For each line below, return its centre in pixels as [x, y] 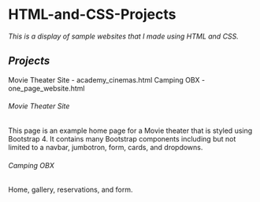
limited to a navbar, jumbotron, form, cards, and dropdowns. [106, 147]
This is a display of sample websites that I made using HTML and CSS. [123, 36]
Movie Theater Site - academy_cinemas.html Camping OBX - [107, 79]
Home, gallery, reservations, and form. [71, 189]
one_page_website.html [46, 88]
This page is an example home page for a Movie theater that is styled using [130, 130]
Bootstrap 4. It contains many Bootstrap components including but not [122, 138]
